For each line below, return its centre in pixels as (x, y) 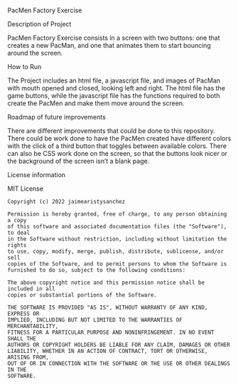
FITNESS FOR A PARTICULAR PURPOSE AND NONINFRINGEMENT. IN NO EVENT (111, 332)
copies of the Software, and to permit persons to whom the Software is (117, 264)
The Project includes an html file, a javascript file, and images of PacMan (114, 80)
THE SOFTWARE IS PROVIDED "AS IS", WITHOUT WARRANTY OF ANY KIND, (108, 307)
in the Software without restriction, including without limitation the (117, 239)
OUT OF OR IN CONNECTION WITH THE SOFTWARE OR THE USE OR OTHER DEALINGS (119, 364)
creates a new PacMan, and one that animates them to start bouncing (109, 45)
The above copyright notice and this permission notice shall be (106, 283)
